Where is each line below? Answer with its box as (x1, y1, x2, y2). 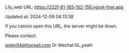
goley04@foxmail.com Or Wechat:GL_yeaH (5, 42, 93, 48)
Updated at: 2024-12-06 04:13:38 (5, 14, 74, 19)
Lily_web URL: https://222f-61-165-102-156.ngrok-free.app (5, 4, 124, 10)
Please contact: (5, 33, 37, 38)
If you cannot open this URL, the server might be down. (5, 23, 117, 29)
